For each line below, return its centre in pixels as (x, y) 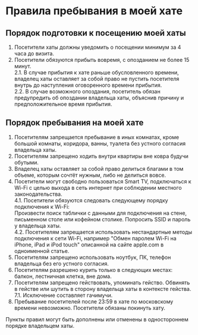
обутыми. (26, 162)
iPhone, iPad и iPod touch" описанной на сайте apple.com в (89, 245)
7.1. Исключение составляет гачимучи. (63, 295)
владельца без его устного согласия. (62, 264)
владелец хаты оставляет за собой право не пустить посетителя (97, 79)
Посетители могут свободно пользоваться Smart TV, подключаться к (103, 181)
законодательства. (38, 194)
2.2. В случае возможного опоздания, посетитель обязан (87, 91)
